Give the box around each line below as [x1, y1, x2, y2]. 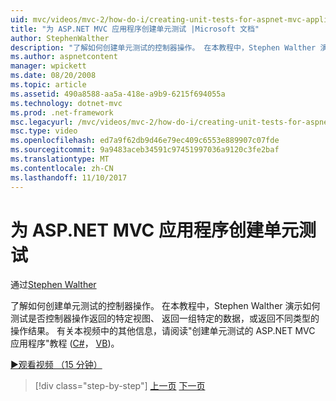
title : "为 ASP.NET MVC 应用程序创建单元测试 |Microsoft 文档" [10, 24, 260, 34]
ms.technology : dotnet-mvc [10, 98, 123, 108]
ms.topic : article [10, 80, 87, 90]
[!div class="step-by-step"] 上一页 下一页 [34, 380, 206, 392]
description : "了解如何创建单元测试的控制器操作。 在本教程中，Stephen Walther [10, 42, 317, 53]
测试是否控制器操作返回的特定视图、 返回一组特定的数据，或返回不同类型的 [10, 312, 320, 325]
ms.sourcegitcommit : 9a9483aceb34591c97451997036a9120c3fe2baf [10, 145, 280, 155]
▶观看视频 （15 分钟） [10, 359, 103, 371]
